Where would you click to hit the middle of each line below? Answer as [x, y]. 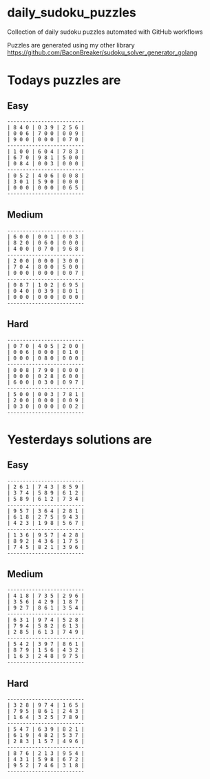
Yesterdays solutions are [80, 439]
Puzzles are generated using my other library [71, 45]
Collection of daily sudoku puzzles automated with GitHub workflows [105, 32]
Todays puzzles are [64, 80]
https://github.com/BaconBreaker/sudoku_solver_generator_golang [102, 52]
